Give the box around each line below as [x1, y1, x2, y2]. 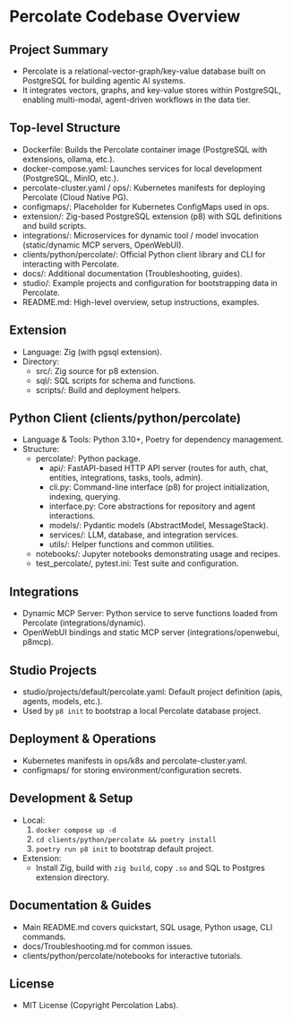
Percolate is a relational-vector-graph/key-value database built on [21, 65, 266, 76]
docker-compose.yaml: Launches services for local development [21, 163, 262, 174]
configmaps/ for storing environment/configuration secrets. [21, 764, 242, 775]
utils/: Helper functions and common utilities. [48, 539, 215, 550]
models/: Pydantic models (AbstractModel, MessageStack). [48, 520, 269, 531]
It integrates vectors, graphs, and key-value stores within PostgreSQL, [21, 85, 282, 95]
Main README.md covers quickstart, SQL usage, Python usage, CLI [21, 921, 273, 932]
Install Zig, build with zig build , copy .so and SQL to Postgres [35, 862, 266, 873]
